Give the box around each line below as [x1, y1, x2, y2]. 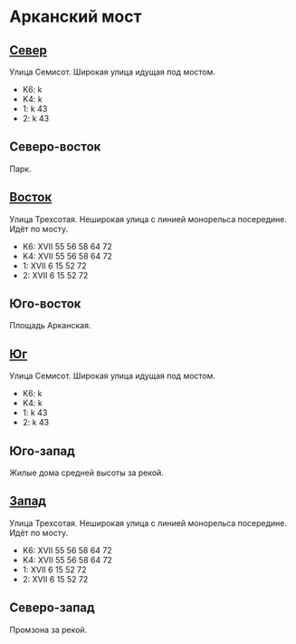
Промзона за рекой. [9, 624, 88, 635]
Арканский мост [9, 6, 142, 27]
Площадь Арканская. [9, 320, 91, 331]
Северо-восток [9, 139, 101, 155]
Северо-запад [9, 600, 95, 616]
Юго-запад [9, 443, 75, 459]
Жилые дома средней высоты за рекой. [9, 467, 165, 478]
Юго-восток [9, 297, 81, 312]
